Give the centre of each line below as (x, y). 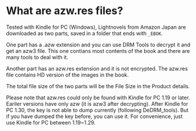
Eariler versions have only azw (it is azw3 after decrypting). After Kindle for (97, 103)
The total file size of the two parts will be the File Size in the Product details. (98, 86)
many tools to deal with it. (37, 57)
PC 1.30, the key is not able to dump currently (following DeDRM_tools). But (97, 110)
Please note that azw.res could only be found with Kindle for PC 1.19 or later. (98, 98)
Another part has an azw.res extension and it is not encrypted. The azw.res (97, 68)
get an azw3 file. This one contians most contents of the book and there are (98, 51)
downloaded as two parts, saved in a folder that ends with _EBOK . (84, 33)
